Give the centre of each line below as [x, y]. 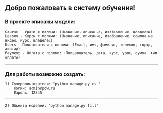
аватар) [13, 49]
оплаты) [13, 57]
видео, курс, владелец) [29, 40]
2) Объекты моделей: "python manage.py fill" [52, 105]
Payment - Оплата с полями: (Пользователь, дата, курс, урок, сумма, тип [81, 53]
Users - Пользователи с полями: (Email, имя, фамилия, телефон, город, [79, 45]
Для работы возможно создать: [45, 74]
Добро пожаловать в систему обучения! [70, 8]
